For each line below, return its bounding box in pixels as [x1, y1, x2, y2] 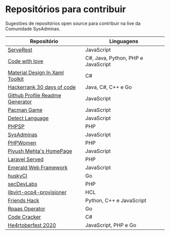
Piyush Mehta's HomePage [8, 147, 72, 154]
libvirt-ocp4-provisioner [8, 188, 67, 195]
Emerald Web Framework [8, 164, 68, 171]
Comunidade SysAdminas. [5, 25, 61, 31]
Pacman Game [8, 106, 43, 113]
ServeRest [8, 46, 32, 53]
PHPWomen [8, 139, 36, 146]
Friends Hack [8, 197, 39, 204]
